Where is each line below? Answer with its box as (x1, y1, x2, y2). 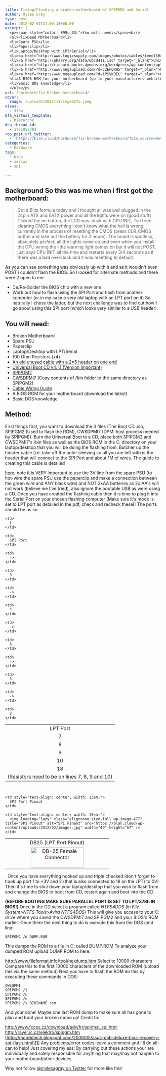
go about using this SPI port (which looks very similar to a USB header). (12, 305, 158, 311)
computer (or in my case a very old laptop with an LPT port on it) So (12, 295, 151, 301)
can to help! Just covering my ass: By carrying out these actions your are (5, 1045, 154, 1051)
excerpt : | (5, 26, 28, 31)
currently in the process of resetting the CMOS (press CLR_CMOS (17, 228, 152, 234)
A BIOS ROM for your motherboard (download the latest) (12, 391, 127, 396)
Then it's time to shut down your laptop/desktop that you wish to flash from (5, 883, 159, 889)
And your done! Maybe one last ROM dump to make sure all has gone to (5, 1009, 152, 1015)
